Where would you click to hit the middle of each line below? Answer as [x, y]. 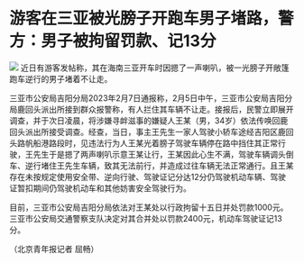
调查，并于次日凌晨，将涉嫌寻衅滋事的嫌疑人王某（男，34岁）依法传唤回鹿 [149, 120]
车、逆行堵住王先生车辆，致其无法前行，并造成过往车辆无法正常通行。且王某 [152, 165]
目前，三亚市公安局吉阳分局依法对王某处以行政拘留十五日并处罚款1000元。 [149, 207]
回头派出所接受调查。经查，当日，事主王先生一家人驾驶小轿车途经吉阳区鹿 [147, 131]
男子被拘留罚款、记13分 [129, 41]
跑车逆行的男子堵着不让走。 [61, 78]
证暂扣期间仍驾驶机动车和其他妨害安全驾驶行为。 [100, 188]
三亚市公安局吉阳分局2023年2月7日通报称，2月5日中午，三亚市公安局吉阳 [147, 98]
